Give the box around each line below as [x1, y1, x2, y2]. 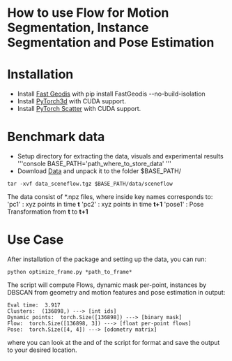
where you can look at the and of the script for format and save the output [7, 339, 220, 346]
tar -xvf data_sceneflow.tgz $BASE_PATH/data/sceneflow [7, 180, 173, 188]
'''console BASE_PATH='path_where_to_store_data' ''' [17, 159, 172, 168]
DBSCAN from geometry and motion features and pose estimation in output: [7, 288, 226, 296]
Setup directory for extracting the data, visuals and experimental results [17, 152, 224, 161]
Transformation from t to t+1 [7, 207, 88, 216]
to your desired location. [7, 346, 77, 354]
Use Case [7, 232, 64, 248]
